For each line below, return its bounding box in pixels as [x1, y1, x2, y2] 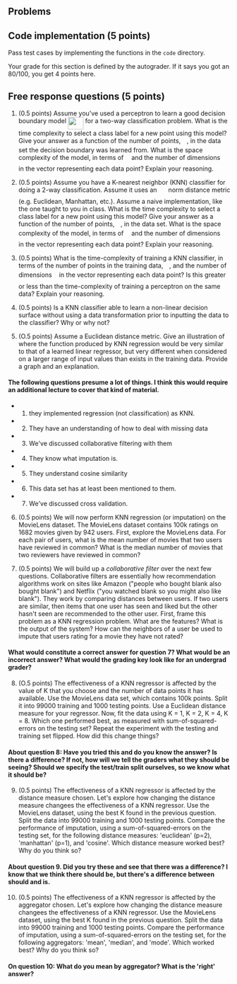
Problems [8, 6, 51, 18]
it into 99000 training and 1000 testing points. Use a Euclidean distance [18, 701, 226, 710]
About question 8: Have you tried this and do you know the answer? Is [8, 748, 218, 756]
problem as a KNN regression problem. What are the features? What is [18, 617, 223, 625]
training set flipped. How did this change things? [18, 731, 159, 740]
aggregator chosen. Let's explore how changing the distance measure [18, 900, 223, 909]
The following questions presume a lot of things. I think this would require [8, 378, 229, 387]
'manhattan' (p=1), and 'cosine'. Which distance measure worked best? [18, 839, 225, 847]
